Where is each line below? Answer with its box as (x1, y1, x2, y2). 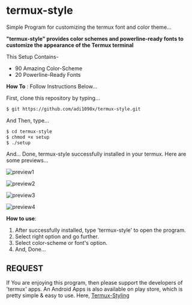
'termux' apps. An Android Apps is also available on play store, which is (6, 286, 183, 293)
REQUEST (6, 263, 44, 273)
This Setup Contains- (6, 53, 59, 60)
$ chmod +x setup (6, 134, 50, 140)
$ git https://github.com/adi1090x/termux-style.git (6, 106, 141, 112)
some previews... (6, 157, 49, 164)
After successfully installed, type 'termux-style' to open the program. (14, 226, 186, 234)
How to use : (6, 215, 37, 222)
